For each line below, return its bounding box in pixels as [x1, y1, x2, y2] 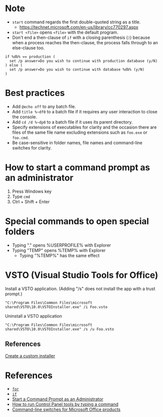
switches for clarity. [12, 145, 52, 151]
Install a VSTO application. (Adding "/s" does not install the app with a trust [5, 286, 156, 291]
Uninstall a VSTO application [5, 313, 62, 319]
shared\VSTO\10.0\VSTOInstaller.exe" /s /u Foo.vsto [5, 326, 114, 331]
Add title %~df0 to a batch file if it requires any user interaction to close [12, 109, 158, 114]
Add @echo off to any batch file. [12, 103, 76, 109]
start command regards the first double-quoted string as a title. [12, 19, 141, 25]
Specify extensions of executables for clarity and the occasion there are [12, 124, 157, 130]
